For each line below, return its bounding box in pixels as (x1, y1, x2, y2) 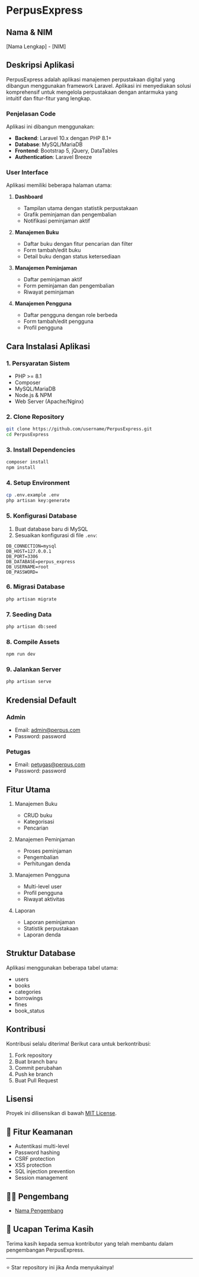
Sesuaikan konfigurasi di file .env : (14, 532, 98, 539)
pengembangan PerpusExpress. (6, 1246, 85, 1253)
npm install (6, 465, 36, 471)
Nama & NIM (6, 27, 53, 37)
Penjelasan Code (6, 109, 56, 117)
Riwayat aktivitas (23, 895, 65, 903)
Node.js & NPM (14, 392, 52, 399)
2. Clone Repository (6, 413, 65, 421)
